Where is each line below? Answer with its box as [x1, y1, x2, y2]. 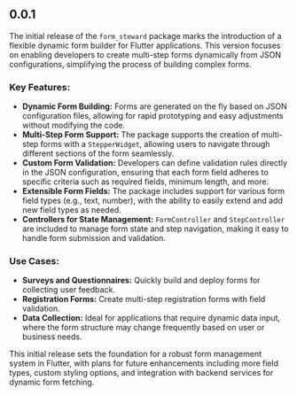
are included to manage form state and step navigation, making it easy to [21, 223, 289, 234]
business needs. [21, 331, 82, 342]
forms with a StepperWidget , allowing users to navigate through [40, 139, 270, 150]
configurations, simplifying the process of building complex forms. [9, 58, 252, 69]
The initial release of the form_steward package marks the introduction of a [9, 30, 282, 41]
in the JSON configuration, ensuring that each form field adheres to [21, 167, 269, 178]
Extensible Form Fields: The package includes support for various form [21, 186, 285, 197]
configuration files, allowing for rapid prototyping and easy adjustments [21, 111, 284, 121]
